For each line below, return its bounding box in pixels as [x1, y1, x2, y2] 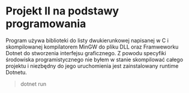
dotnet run [20, 80, 47, 88]
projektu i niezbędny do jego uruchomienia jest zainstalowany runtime [5, 62, 179, 70]
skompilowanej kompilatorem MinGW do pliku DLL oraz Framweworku [5, 43, 179, 50]
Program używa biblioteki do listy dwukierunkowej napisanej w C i [5, 37, 169, 44]
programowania [5, 17, 86, 31]
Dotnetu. [5, 68, 28, 76]
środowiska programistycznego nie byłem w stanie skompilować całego [5, 56, 184, 63]
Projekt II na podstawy [5, 4, 119, 18]
